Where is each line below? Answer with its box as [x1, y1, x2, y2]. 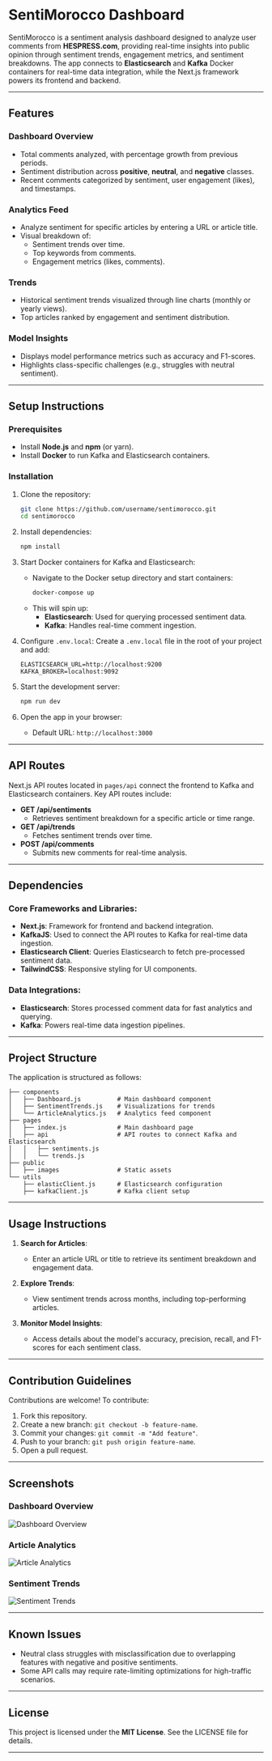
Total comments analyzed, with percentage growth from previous [19, 149, 239, 159]
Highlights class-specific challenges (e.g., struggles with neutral [19, 359, 235, 369]
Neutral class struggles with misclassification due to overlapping [19, 1649, 236, 1659]
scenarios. [19, 1674, 56, 1685]
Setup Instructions [8, 399, 104, 413]
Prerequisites [8, 423, 62, 435]
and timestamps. [19, 184, 76, 194]
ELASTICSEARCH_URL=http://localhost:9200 [19, 661, 162, 669]
